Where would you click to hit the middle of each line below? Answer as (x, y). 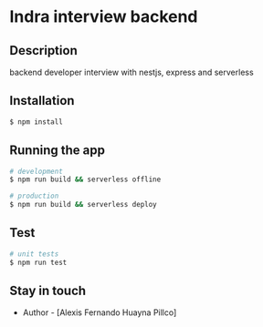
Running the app (57, 151)
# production (34, 196)
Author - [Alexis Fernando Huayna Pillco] (100, 312)
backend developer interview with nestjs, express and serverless (131, 72)
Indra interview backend (104, 17)
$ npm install (37, 122)
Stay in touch (48, 290)
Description (43, 51)
